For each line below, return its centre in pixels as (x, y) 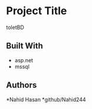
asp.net (24, 60)
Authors (22, 85)
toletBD (15, 27)
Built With (24, 46)
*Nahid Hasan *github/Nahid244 (46, 100)
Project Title (37, 11)
